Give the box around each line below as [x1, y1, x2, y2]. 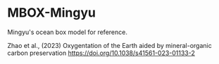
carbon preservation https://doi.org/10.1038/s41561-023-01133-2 [7, 49, 196, 57]
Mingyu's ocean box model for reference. [7, 28, 128, 36]
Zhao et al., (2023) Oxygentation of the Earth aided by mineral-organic [7, 41, 213, 49]
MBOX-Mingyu [7, 5, 96, 21]
